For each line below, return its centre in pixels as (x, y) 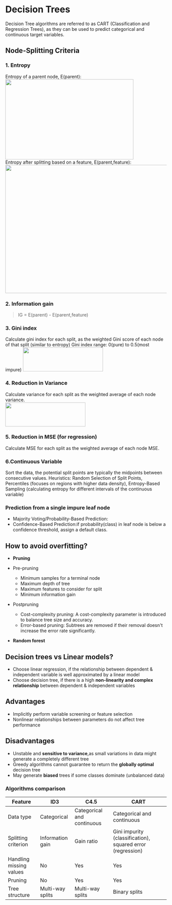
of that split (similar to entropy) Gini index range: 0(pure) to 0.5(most (77, 345)
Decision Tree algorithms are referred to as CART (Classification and (78, 24)
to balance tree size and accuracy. (57, 620)
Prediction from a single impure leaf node (58, 508)
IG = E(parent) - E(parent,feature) (53, 314)
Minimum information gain (48, 595)
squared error (130, 844)
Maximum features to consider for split (61, 589)
